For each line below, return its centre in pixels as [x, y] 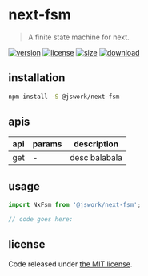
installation [37, 78]
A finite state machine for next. [78, 37]
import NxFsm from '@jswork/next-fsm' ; [75, 205]
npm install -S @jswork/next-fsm [64, 97]
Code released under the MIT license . [70, 264]
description [96, 144]
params [47, 144]
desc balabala [96, 158]
